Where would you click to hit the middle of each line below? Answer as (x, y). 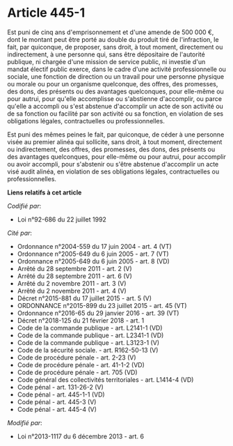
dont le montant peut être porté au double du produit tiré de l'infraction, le (113, 39)
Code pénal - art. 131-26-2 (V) (61, 387)
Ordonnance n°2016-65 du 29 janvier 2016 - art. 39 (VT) (98, 313)
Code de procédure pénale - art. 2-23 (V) (77, 357)
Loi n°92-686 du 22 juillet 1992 (62, 219)
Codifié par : (24, 206)
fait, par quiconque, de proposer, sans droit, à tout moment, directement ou (115, 47)
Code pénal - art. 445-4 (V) (57, 409)
